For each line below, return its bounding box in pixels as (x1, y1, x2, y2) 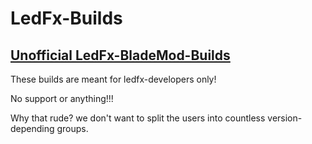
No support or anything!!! (10, 93, 114, 104)
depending (10, 123, 55, 134)
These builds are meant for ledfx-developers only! (10, 73, 217, 85)
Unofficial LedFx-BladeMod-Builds (10, 47, 231, 64)
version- (267, 112, 303, 124)
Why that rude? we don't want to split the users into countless (10, 112, 266, 124)
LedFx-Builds (10, 7, 123, 30)
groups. (56, 123, 89, 134)
